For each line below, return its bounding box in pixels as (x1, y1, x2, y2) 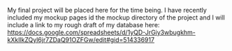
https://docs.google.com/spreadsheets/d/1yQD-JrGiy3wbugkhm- (7, 28, 196, 36)
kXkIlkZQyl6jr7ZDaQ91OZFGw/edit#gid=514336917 (7, 36, 155, 44)
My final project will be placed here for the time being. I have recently (7, 6, 208, 14)
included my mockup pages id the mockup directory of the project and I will (7, 13, 226, 22)
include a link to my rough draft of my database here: (7, 21, 160, 29)
